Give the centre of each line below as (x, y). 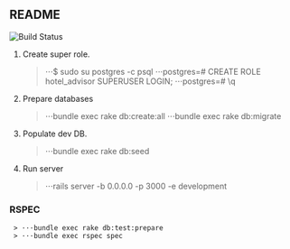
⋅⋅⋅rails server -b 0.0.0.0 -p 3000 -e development (136, 186)
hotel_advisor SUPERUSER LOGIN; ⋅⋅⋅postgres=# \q (140, 81)
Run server (43, 168)
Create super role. (56, 54)
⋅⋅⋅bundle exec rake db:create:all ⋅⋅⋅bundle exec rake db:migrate (163, 115)
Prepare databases (58, 98)
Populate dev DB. (55, 134)
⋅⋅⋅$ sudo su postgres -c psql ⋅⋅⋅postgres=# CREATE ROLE (153, 71)
